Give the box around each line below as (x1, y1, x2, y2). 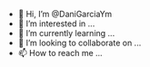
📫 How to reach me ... (17, 48, 103, 58)
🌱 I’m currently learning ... (17, 28, 115, 38)
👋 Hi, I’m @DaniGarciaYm (17, 9, 112, 19)
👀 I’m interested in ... (17, 18, 95, 29)
